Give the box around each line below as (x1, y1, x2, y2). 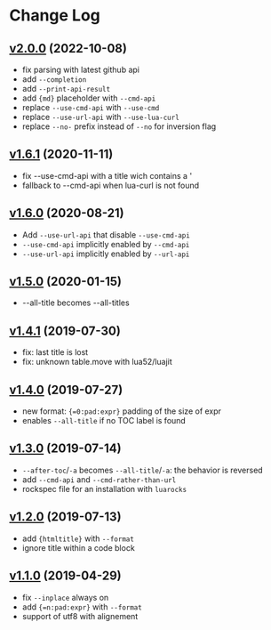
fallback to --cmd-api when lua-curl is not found (21, 180, 200, 190)
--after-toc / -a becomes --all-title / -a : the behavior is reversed (21, 464, 264, 475)
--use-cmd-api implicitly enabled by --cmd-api (21, 238, 190, 249)
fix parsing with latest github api (21, 64, 140, 75)
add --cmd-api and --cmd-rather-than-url (21, 473, 177, 485)
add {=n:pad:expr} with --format (21, 602, 142, 612)
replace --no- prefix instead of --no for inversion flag (21, 121, 217, 132)
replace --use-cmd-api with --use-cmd (21, 102, 160, 112)
